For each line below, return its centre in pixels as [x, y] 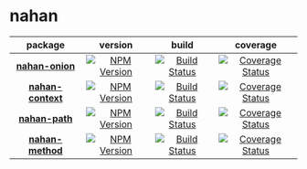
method [46, 150]
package [46, 45]
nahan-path [45, 118]
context [46, 98]
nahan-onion [46, 66]
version [116, 45]
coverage [255, 45]
